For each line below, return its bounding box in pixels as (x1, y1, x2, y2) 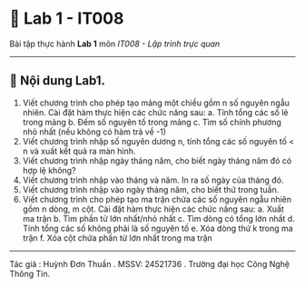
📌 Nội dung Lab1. (9, 73, 106, 89)
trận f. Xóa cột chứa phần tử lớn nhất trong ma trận (22, 232, 213, 243)
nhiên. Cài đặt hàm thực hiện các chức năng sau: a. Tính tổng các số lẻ (22, 106, 289, 117)
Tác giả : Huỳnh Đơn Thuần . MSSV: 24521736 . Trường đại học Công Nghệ (9, 258, 290, 269)
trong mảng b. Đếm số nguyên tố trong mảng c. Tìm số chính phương (22, 116, 281, 127)
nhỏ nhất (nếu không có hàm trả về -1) (22, 126, 166, 137)
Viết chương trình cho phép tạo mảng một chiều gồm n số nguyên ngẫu (22, 97, 290, 108)
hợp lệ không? (22, 164, 76, 175)
